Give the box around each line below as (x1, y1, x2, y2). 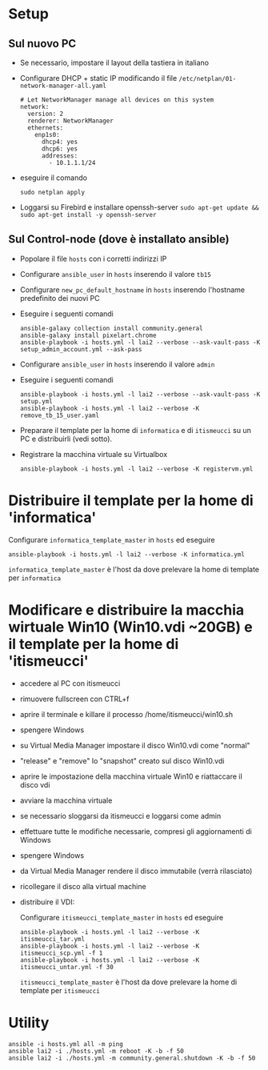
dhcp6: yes (41, 145, 78, 153)
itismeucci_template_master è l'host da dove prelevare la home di (19, 977, 238, 987)
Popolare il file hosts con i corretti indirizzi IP (19, 254, 167, 263)
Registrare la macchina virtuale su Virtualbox (19, 449, 168, 459)
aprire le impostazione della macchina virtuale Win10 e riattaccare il (19, 771, 242, 781)
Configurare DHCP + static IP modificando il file (19, 74, 178, 82)
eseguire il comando (19, 173, 88, 182)
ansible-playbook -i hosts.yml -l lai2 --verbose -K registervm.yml (19, 465, 254, 473)
